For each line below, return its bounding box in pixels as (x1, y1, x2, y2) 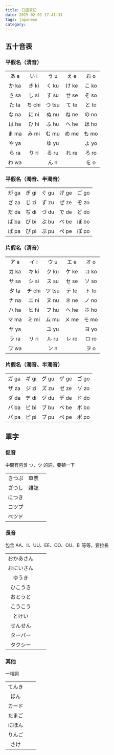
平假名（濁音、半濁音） (5, 175, 63, 182)
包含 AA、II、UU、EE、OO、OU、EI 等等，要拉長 (5, 542, 109, 548)
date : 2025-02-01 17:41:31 (5, 12, 63, 17)
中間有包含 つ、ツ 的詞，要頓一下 (5, 462, 75, 468)
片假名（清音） (5, 244, 42, 251)
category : (5, 21, 27, 27)
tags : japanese (5, 17, 38, 22)
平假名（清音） (5, 58, 42, 66)
